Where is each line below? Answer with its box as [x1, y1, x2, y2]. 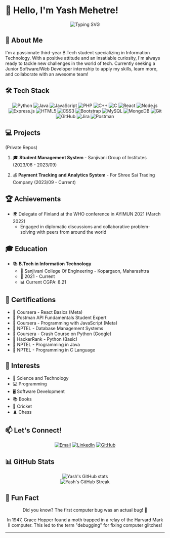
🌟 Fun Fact [5, 493, 39, 502]
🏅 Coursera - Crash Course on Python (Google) [12, 331, 112, 337]
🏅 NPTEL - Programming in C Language [12, 347, 96, 353]
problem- [131, 224, 151, 230]
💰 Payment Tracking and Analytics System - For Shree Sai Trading [12, 172, 155, 178]
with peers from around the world [36, 229, 107, 235]
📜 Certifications [5, 296, 56, 304]
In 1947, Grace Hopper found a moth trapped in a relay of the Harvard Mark [7, 517, 163, 523]
